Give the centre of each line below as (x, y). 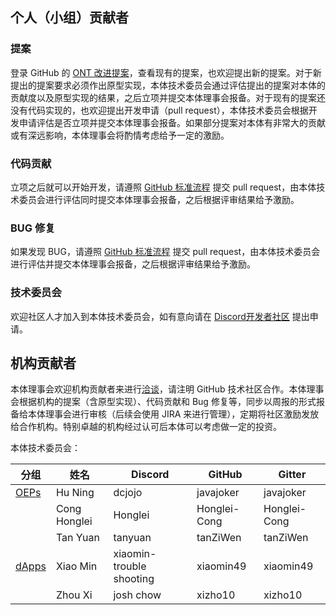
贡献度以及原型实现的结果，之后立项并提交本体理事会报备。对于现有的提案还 (168, 97)
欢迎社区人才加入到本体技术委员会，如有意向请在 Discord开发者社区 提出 (160, 316)
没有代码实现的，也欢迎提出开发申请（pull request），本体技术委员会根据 (159, 110)
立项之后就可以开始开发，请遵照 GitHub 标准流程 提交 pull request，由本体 (163, 187)
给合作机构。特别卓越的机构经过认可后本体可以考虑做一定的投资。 (146, 427)
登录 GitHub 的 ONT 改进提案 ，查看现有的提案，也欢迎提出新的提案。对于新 (166, 72)
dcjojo (128, 493)
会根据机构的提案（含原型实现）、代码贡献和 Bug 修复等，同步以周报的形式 (163, 402)
